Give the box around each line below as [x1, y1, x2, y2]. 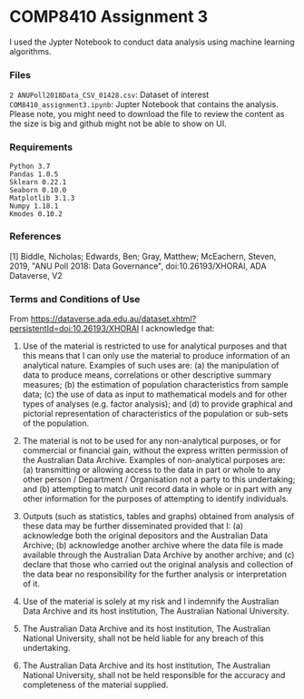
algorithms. [9, 45, 52, 56]
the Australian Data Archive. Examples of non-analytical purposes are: [22, 455, 286, 466]
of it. [22, 578, 41, 589]
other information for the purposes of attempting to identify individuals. [22, 493, 289, 505]
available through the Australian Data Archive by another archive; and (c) [22, 549, 295, 560]
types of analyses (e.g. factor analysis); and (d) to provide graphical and [22, 399, 293, 409]
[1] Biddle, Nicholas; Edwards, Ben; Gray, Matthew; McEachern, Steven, [9, 251, 277, 261]
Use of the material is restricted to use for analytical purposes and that [22, 340, 288, 351]
